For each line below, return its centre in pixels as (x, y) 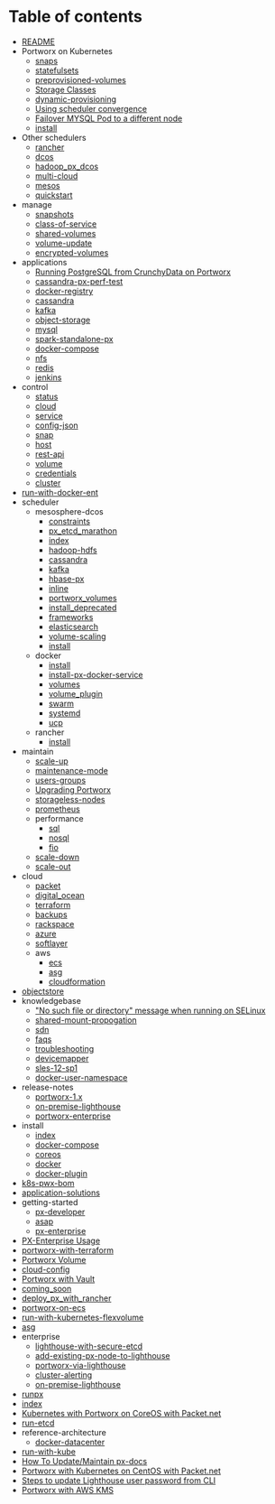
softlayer (51, 943)
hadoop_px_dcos (67, 166)
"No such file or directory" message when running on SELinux (150, 1010)
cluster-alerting (64, 1375)
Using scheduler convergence (91, 108)
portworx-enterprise (73, 1116)
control (35, 386)
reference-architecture (64, 1432)
